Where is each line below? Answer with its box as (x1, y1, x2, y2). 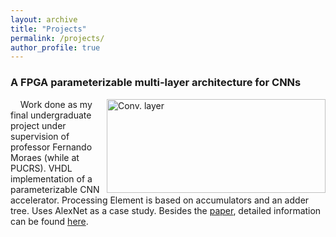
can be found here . (10, 215, 89, 227)
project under (10, 119, 67, 131)
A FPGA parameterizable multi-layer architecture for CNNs (10, 76, 302, 90)
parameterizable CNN (10, 183, 100, 195)
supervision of (10, 130, 70, 142)
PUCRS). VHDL (10, 162, 73, 174)
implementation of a (10, 172, 93, 185)
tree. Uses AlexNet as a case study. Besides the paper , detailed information (10, 204, 322, 216)
